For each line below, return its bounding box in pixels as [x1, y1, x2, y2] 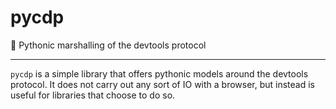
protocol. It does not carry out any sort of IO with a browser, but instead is [10, 78, 316, 90]
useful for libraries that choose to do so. [10, 89, 176, 101]
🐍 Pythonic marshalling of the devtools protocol [10, 39, 207, 51]
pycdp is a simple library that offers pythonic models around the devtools [10, 67, 309, 80]
